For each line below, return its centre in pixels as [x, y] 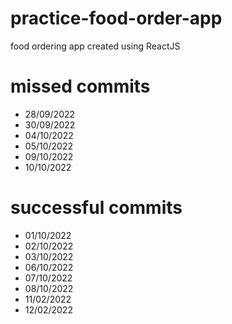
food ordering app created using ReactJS [95, 46]
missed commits [80, 86]
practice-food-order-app [116, 18]
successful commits [96, 208]
